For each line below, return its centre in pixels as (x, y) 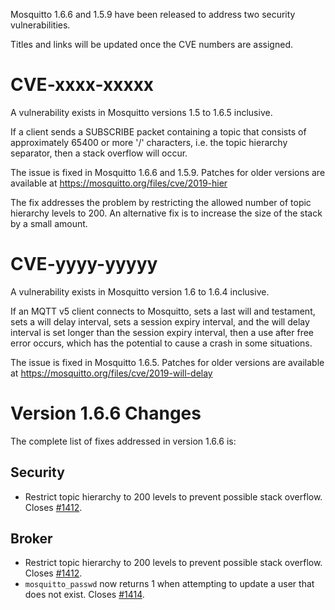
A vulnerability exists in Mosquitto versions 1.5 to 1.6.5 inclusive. (141, 112)
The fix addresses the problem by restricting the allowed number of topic (161, 202)
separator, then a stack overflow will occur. (99, 153)
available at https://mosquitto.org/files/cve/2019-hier (119, 183)
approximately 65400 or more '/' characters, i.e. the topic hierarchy (149, 142)
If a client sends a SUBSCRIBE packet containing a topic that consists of (158, 131)
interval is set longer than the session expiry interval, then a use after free (162, 332)
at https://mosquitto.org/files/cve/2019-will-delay (111, 373)
